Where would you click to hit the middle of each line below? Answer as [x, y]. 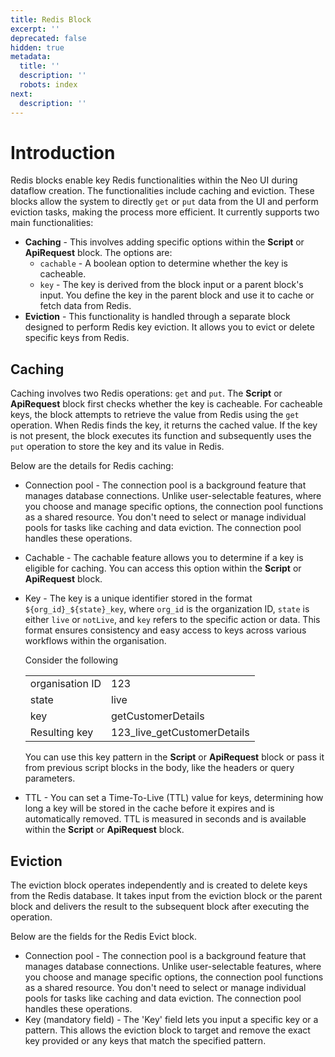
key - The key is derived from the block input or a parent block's [171, 285]
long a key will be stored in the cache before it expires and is [149, 808]
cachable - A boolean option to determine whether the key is [164, 263]
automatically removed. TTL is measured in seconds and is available [165, 819]
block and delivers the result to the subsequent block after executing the [160, 907]
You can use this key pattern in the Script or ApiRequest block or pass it [174, 757]
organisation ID [65, 684]
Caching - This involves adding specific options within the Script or [164, 242]
